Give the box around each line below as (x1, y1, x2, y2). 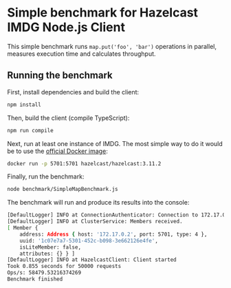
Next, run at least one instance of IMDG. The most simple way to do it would (7, 139, 223, 147)
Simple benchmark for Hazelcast (7, 5, 198, 21)
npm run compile (7, 127, 54, 134)
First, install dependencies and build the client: (7, 88, 140, 96)
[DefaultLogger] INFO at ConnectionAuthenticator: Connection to (7, 212, 198, 218)
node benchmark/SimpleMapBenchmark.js (7, 186, 118, 193)
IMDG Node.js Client (7, 19, 126, 35)
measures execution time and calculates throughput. (7, 50, 156, 58)
